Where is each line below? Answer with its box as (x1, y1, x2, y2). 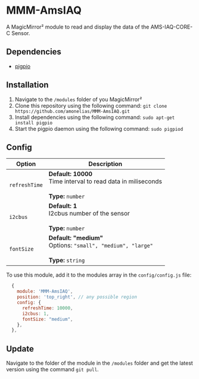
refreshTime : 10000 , (21, 305, 73, 311)
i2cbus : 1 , (21, 311, 49, 317)
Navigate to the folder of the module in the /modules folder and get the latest (6, 359, 194, 367)
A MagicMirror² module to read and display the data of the (6, 23, 150, 30)
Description (88, 160, 123, 168)
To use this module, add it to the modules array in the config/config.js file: (6, 271, 192, 278)
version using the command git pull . (6, 366, 99, 373)
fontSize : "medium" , (21, 316, 73, 322)
